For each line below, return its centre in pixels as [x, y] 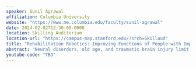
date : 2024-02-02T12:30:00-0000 [45, 28]
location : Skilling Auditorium [44, 33]
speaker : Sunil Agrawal [35, 11]
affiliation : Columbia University [48, 17]
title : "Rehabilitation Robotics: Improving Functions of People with [94, 44]
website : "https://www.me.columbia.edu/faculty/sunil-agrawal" [85, 22]
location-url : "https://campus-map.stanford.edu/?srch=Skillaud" [87, 38]
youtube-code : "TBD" [31, 55]
